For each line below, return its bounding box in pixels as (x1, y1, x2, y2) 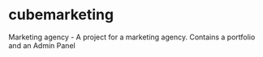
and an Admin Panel (8, 40, 75, 50)
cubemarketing (8, 6, 114, 24)
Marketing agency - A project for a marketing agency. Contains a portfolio (8, 32, 256, 42)
